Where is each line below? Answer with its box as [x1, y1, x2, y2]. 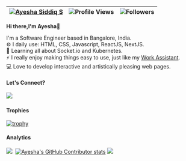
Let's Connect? [6, 79, 46, 86]
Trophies [6, 106, 29, 114]
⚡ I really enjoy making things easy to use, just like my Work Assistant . [6, 54, 181, 61]
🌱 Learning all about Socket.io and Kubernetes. [6, 47, 123, 54]
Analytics [6, 134, 31, 141]
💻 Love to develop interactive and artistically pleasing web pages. [6, 63, 171, 70]
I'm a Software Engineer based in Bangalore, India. [6, 34, 132, 41]
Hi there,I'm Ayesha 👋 [6, 23, 60, 29]
